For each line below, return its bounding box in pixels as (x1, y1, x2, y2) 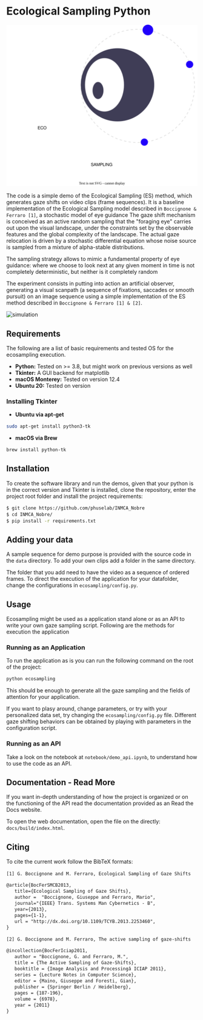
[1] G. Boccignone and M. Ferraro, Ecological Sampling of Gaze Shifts (6, 871, 191, 877)
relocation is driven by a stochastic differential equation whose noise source (6, 237, 197, 245)
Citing (6, 842, 30, 852)
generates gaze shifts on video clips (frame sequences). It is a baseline (6, 199, 185, 206)
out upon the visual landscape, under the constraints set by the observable (6, 224, 194, 231)
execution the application (6, 628, 70, 635)
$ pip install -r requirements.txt (6, 518, 96, 524)
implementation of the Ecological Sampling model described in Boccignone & (6, 205, 197, 213)
